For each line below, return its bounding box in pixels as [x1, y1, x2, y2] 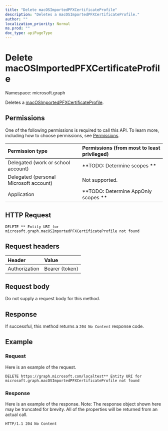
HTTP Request [5, 211, 51, 220]
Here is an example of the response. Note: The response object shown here [5, 401, 161, 407]
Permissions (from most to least [82, 144, 160, 151]
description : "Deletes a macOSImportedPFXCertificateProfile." [5, 12, 140, 17]
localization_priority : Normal [5, 21, 70, 26]
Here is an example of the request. [5, 364, 76, 370]
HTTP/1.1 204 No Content [5, 421, 57, 426]
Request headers [5, 242, 60, 250]
